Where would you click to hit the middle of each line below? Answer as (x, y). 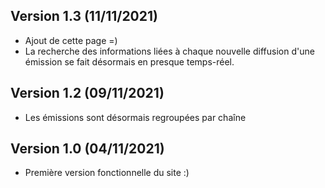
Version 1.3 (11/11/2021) (84, 16)
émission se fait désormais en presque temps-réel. (129, 61)
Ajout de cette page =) (71, 40)
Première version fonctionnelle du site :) (107, 173)
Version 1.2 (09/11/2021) (87, 93)
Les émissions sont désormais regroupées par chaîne (135, 117)
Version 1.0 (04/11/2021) (87, 149)
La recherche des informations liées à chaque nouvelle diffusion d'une (169, 51)
